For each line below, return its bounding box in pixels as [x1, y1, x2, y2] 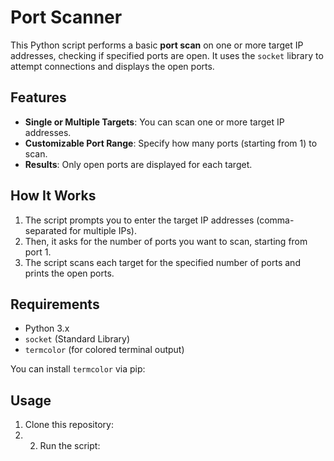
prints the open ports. [24, 267, 115, 279]
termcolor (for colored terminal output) [24, 344, 185, 356]
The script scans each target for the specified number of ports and [24, 256, 301, 268]
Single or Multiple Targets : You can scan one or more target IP [24, 116, 285, 128]
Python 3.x [24, 322, 70, 335]
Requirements [10, 296, 100, 313]
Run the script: [39, 440, 101, 452]
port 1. [24, 246, 52, 258]
